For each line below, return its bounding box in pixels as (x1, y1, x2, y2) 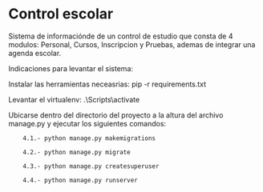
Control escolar (8, 5, 114, 23)
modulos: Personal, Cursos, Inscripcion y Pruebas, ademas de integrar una (8, 39, 256, 49)
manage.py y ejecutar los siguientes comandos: (8, 118, 167, 128)
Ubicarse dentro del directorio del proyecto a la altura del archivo (8, 110, 224, 120)
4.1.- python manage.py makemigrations (22, 134, 156, 142)
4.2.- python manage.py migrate (22, 148, 131, 156)
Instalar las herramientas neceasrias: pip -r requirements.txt (8, 79, 207, 89)
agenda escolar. (8, 48, 62, 58)
